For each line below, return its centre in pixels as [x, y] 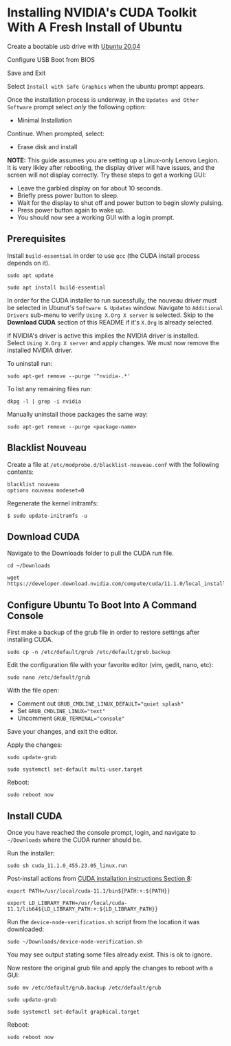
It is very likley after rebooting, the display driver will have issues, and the [111, 167]
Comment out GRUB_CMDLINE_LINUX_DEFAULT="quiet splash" [100, 704]
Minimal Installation [44, 120]
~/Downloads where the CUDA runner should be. [75, 840]
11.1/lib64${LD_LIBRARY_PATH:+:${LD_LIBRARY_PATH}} [82, 909]
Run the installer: [31, 853]
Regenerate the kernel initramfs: [53, 503]
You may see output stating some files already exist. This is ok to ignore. [110, 955]
